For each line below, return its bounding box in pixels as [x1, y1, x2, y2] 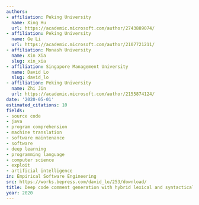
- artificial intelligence [6, 168, 73, 174]
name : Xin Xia [11, 53, 46, 58]
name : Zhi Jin [11, 86, 46, 92]
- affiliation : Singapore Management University [6, 63, 129, 70]
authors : [6, 8, 28, 15]
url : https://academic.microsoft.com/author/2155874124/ [11, 91, 155, 97]
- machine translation [6, 129, 62, 136]
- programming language [6, 151, 65, 157]
